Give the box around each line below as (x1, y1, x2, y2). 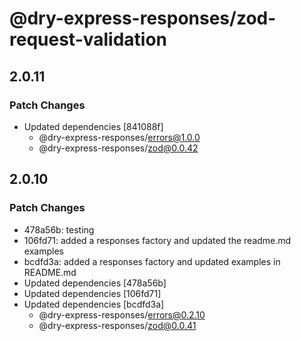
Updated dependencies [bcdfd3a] (23, 298, 165, 310)
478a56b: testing (23, 223, 95, 236)
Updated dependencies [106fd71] (23, 287, 162, 299)
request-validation (9, 28, 168, 51)
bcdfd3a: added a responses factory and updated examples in (23, 255, 281, 267)
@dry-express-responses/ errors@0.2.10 (38, 308, 206, 321)
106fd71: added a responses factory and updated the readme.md (23, 234, 292, 246)
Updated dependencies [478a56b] (23, 277, 167, 289)
